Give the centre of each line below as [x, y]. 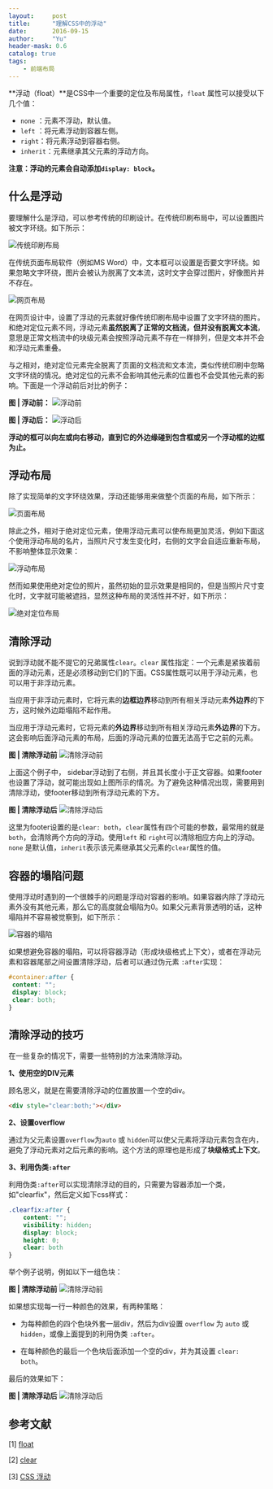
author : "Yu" [38, 39]
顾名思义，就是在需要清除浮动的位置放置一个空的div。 [99, 1091]
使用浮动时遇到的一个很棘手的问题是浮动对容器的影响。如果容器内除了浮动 [133, 897]
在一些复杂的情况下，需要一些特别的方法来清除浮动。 [97, 1056]
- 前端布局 [39, 69]
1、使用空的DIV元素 [41, 1073]
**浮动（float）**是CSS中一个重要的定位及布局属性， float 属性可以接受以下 [136, 93]
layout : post [38, 16]
